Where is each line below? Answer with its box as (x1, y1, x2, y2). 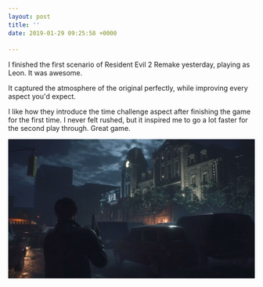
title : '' (8, 20, 41, 29)
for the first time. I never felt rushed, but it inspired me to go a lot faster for (8, 115, 248, 125)
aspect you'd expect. (8, 92, 77, 101)
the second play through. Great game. (8, 124, 131, 133)
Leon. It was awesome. (8, 68, 83, 78)
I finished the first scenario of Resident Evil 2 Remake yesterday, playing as (8, 60, 250, 70)
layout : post (8, 13, 51, 20)
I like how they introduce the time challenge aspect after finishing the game (8, 107, 251, 117)
